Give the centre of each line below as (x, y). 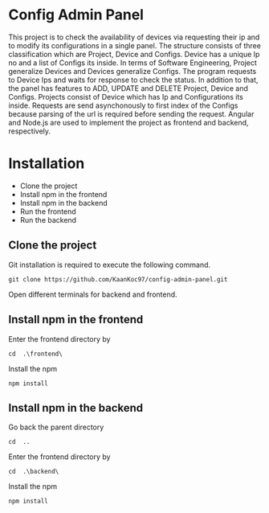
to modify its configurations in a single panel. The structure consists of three (134, 45)
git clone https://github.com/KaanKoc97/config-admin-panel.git (118, 279)
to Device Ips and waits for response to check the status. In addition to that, (133, 80)
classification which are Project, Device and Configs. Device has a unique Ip (134, 54)
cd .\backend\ (34, 472)
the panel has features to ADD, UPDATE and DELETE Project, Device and (128, 88)
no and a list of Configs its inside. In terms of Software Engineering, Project (132, 63)
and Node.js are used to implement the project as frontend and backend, (128, 122)
